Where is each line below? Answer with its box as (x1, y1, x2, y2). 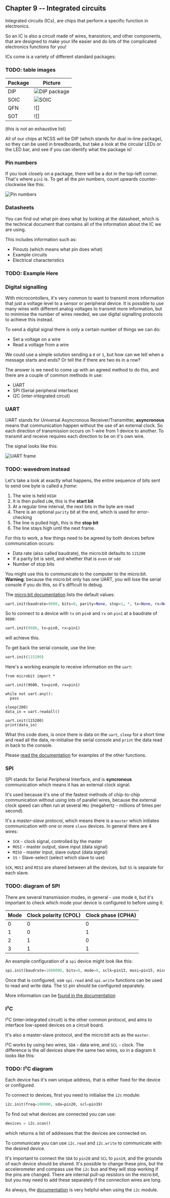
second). (5, 808, 24, 814)
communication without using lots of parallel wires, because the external (5, 797, 157, 803)
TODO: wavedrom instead (5, 465, 70, 473)
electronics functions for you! (5, 43, 67, 50)
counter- (139, 176, 158, 182)
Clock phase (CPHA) (85, 912, 137, 919)
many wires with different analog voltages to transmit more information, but (5, 305, 162, 312)
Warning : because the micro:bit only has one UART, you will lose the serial (5, 576, 161, 582)
